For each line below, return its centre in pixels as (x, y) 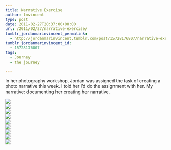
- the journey (25, 62)
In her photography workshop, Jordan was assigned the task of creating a (83, 81)
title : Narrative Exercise (34, 10)
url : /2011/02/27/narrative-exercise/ (46, 29)
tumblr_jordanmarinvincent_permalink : (46, 34)
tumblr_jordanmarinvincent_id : (38, 43)
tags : (11, 52)
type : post (17, 19)
